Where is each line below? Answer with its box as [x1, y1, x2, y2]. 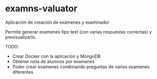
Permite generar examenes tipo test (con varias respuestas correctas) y [5, 29, 152, 35]
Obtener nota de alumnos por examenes [12, 58, 95, 64]
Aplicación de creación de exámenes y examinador [5, 19, 110, 25]
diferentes [12, 69, 34, 75]
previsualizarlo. [5, 34, 36, 40]
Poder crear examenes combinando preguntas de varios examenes [12, 64, 150, 70]
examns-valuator [5, 3, 78, 14]
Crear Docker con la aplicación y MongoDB [12, 53, 101, 59]
